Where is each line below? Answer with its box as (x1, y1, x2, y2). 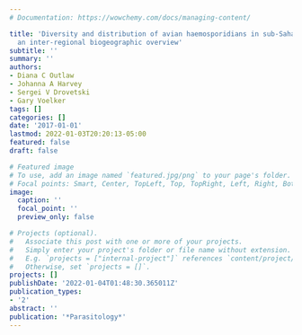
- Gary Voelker (9, 96, 67, 105)
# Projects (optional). (9, 229, 99, 238)
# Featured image (9, 163, 75, 172)
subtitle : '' (9, 46, 58, 55)
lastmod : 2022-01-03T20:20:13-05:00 (9, 129, 147, 139)
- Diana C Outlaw (9, 71, 75, 81)
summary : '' (9, 55, 54, 64)
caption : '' (17, 196, 63, 205)
